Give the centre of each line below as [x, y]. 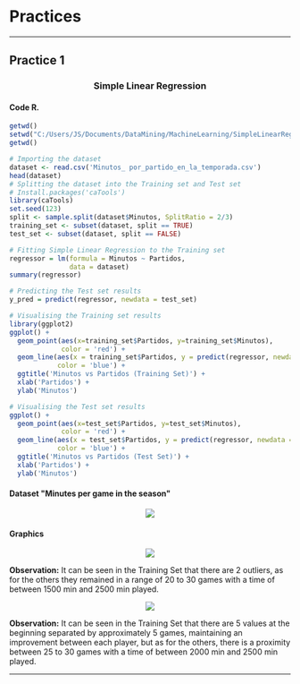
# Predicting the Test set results [75, 291]
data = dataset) [99, 267]
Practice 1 [37, 60]
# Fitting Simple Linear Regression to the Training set [117, 250]
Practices [46, 17]
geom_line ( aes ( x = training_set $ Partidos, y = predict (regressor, [143, 357]
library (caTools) [42, 201]
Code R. [25, 107]
